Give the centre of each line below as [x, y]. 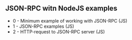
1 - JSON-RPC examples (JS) [43, 26]
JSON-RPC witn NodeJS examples [61, 8]
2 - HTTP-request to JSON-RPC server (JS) [59, 32]
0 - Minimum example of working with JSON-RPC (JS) [70, 21]
